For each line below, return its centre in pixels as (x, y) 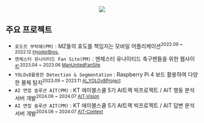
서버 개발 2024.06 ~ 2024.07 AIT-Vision (57, 97)
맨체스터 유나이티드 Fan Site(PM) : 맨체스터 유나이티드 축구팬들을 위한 (97, 59)
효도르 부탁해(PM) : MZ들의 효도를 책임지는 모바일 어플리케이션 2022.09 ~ (99, 45)
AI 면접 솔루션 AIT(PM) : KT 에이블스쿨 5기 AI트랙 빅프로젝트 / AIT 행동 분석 (104, 90)
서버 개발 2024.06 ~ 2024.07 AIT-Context (59, 113)
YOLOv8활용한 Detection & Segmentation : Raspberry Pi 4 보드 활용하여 (100, 75)
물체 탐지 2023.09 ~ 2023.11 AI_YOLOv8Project (71, 82)
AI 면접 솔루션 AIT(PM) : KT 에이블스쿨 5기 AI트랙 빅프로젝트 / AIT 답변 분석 (104, 106)
